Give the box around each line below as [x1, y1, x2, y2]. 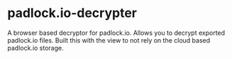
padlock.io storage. [7, 43, 64, 52]
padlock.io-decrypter [7, 5, 137, 21]
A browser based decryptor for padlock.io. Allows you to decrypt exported [7, 28, 226, 37]
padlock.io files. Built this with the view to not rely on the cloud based [7, 36, 211, 44]
